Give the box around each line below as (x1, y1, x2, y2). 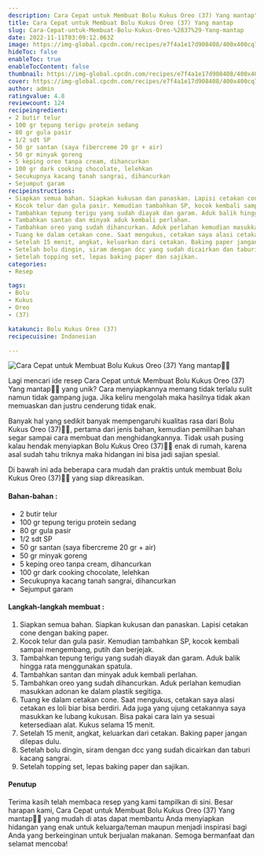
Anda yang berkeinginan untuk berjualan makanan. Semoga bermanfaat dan (8, 831, 255, 840)
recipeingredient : (8, 107, 68, 115)
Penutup (8, 779, 37, 789)
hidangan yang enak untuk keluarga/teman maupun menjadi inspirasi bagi (8, 822, 247, 831)
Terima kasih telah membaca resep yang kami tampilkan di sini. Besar (8, 797, 233, 806)
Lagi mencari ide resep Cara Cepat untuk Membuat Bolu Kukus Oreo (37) (8, 376, 245, 385)
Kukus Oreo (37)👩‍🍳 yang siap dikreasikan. (8, 474, 145, 483)
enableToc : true (8, 56, 61, 64)
